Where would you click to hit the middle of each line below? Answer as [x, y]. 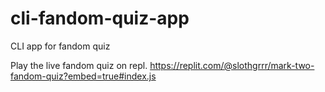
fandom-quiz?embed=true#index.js [83, 76]
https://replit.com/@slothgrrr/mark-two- [232, 65]
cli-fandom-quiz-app [100, 18]
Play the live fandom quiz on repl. [79, 65]
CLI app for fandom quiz [60, 46]
